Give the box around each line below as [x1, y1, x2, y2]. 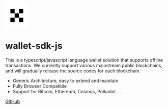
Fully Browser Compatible [12, 83, 67, 89]
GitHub [5, 98, 20, 104]
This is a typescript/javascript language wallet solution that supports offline [5, 57, 163, 63]
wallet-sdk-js [5, 40, 63, 52]
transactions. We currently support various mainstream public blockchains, [5, 62, 163, 68]
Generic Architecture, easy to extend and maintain [12, 77, 119, 84]
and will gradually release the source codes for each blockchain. [5, 68, 141, 74]
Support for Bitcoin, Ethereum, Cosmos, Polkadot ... [12, 88, 121, 94]
